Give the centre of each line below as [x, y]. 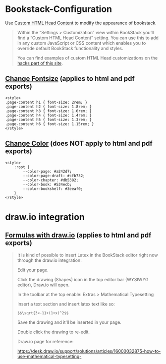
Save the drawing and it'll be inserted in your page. [69, 322]
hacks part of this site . [40, 63]
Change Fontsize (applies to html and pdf [70, 79]
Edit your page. [33, 270]
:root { [22, 167]
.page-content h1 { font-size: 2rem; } [46, 102]
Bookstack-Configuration [59, 9]
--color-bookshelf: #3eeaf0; [53, 189]
